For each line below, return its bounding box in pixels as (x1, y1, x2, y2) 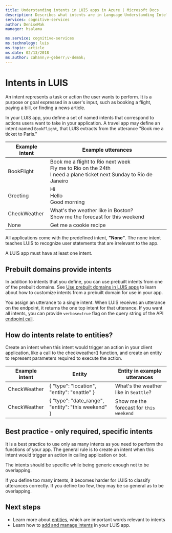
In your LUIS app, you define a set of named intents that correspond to (5, 115, 155, 121)
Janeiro (50, 177, 69, 184)
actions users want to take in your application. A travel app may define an (5, 120, 160, 126)
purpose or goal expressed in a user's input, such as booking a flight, (5, 99, 152, 106)
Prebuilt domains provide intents (5, 265, 112, 274)
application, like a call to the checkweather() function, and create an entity (5, 350, 162, 356)
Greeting (8, 192, 29, 199)
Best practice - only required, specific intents (5, 427, 153, 436)
